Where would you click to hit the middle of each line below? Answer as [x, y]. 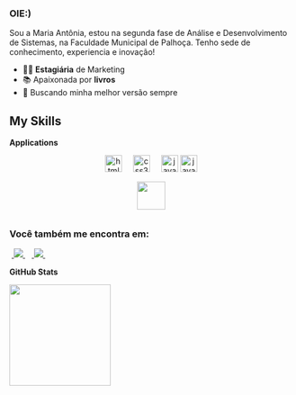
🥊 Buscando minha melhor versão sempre [100, 93]
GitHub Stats [34, 272]
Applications [34, 143]
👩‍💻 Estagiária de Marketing [74, 69]
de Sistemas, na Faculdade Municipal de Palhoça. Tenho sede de [130, 42]
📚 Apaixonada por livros [69, 80]
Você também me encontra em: [80, 234]
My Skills [36, 121]
